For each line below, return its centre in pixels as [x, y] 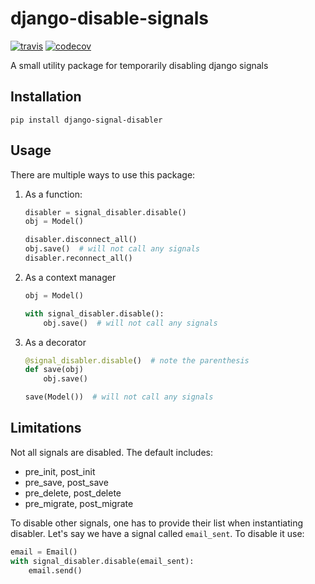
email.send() [55, 570]
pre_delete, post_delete [73, 493]
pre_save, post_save [66, 482]
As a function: [53, 194]
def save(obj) [54, 370]
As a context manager [70, 277]
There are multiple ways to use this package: [103, 174]
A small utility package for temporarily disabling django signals [139, 65]
